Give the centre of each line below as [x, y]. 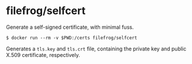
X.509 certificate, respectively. [43, 55]
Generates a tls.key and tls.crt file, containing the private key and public [96, 49]
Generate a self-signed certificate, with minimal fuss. [70, 27]
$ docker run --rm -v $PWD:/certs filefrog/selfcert [72, 38]
